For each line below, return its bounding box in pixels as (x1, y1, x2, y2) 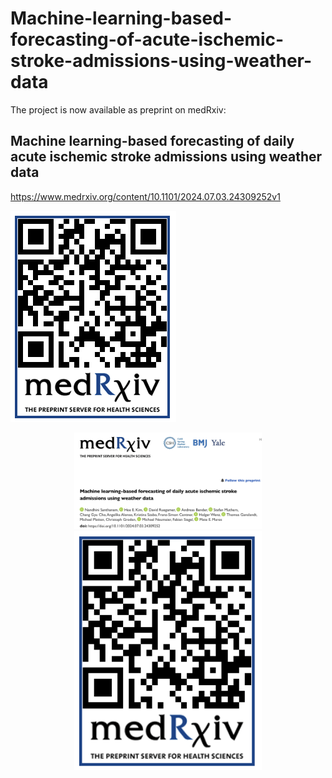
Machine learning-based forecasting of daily (10, 133, 295, 150)
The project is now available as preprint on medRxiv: (10, 103, 227, 116)
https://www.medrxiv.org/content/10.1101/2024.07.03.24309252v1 (10, 190, 281, 202)
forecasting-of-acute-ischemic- (10, 28, 285, 51)
